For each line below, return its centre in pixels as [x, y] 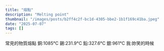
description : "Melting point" [37, 14]
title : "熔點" [19, 10]
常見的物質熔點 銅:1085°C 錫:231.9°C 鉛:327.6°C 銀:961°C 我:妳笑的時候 [80, 43]
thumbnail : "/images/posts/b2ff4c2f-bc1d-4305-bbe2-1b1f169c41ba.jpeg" [82, 19]
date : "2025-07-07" [26, 24]
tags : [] [14, 28]
